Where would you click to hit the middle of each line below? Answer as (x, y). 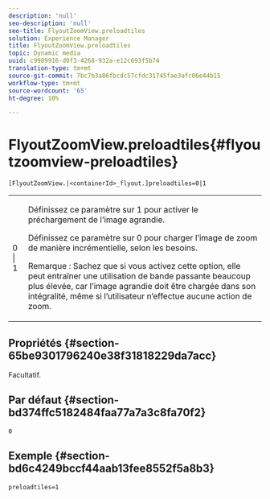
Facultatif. (25, 375)
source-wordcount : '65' (48, 91)
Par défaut (35, 400)
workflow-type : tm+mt (45, 83)
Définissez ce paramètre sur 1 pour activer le (113, 210)
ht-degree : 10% (34, 98)
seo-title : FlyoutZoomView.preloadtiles (77, 31)
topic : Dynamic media (45, 53)
